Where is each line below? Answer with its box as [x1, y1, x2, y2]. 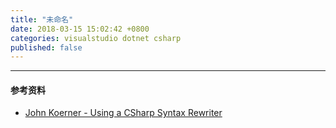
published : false [10, 42, 83, 53]
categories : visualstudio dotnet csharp [10, 33, 182, 43]
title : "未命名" [10, 14, 74, 25]
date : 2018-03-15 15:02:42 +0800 [10, 24, 150, 34]
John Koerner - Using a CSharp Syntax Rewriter [24, 107, 223, 119]
